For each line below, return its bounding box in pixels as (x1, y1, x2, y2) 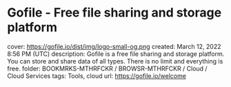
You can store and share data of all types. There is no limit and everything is (7, 57, 223, 65)
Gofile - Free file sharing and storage (7, 5, 222, 21)
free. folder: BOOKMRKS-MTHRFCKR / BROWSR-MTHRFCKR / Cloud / (7, 64, 208, 72)
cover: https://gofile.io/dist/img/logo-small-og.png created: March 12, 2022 (7, 42, 221, 50)
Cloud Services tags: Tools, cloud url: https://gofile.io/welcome (7, 71, 186, 80)
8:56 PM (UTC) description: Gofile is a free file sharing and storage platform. (7, 50, 225, 58)
